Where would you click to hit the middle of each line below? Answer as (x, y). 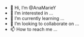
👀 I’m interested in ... (32, 13)
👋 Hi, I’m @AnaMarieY (33, 8)
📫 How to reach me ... (34, 29)
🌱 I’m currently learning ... (37, 18)
